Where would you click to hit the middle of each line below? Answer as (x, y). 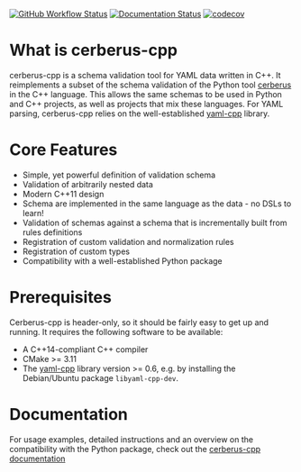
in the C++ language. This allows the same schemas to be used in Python (146, 94)
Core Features (64, 150)
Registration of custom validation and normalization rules (128, 241)
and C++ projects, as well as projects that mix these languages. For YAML (146, 104)
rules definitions (52, 232)
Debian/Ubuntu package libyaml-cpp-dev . (100, 377)
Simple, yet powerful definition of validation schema (119, 175)
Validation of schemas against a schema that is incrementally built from (155, 222)
